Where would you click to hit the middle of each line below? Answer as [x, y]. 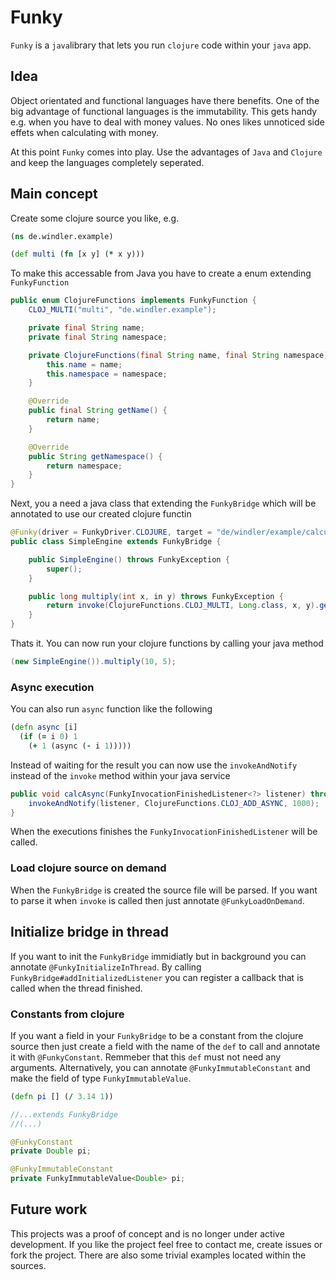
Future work [49, 1209]
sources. [28, 1265]
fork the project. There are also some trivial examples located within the [158, 1255]
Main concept [54, 194]
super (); [64, 569]
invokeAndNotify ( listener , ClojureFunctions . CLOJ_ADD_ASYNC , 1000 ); [174, 803]
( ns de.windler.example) [62, 236]
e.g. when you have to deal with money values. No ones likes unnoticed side [167, 122]
